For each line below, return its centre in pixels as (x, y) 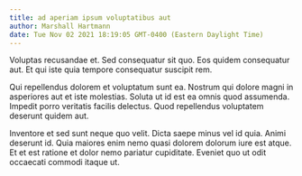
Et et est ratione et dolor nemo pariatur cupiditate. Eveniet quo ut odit (138, 153)
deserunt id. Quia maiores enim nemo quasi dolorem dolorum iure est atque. (151, 143)
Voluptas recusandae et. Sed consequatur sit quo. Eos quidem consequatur (150, 60)
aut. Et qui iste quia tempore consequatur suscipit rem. (111, 69)
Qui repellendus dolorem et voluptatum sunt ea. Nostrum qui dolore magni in (151, 88)
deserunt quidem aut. (49, 116)
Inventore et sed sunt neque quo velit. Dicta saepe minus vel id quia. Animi (148, 134)
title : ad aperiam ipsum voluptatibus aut (90, 18)
